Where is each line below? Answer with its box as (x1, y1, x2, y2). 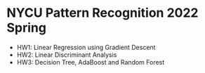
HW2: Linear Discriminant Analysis (16, 51, 117, 59)
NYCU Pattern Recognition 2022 (6, 5, 199, 21)
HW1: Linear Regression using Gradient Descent (16, 43, 156, 51)
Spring (6, 20, 47, 36)
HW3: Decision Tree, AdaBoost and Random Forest (16, 58, 165, 66)
